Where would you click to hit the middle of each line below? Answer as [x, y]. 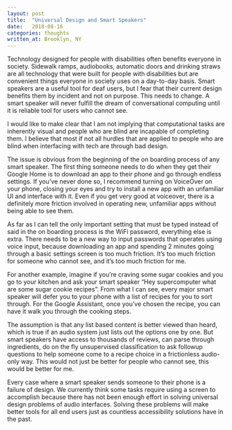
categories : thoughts [38, 33]
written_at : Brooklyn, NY [44, 39]
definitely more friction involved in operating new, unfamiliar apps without [112, 204]
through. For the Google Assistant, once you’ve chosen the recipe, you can [114, 304]
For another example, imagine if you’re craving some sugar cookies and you [115, 275]
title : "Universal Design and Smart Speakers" [77, 20]
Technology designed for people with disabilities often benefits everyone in [114, 59]
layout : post [26, 14]
